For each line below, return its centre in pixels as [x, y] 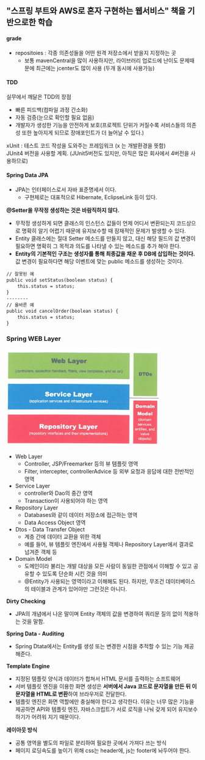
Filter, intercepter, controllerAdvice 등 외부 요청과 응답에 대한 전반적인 [109, 472]
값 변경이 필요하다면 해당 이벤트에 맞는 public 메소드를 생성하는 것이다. [99, 261]
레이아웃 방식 [22, 730]
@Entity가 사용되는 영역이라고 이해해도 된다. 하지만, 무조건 [94, 582]
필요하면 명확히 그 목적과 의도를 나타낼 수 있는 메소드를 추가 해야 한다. [98, 246]
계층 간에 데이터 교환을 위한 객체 [63, 537]
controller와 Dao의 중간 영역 [58, 493]
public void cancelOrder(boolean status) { [63, 311]
